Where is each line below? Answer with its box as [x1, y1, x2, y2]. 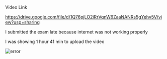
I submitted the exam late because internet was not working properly [5, 29, 148, 34]
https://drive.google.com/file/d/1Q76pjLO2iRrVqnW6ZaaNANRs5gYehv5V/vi [5, 14, 162, 19]
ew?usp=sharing [5, 19, 40, 25]
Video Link [5, 4, 28, 10]
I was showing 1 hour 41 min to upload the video [5, 38, 105, 44]
